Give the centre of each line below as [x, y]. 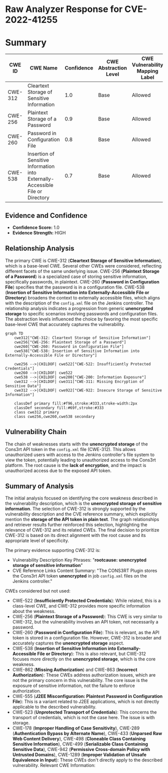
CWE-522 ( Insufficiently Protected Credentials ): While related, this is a [86, 600]
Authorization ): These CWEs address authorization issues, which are [84, 675]
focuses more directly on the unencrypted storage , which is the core [84, 659]
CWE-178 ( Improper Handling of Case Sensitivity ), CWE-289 [76, 728]
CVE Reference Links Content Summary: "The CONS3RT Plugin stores [85, 570]
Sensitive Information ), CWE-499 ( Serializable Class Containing [80, 744]
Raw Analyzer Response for [64, 9]
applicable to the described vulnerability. [54, 707]
